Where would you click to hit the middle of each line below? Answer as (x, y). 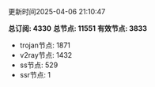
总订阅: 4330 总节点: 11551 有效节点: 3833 (78, 28)
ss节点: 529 (39, 65)
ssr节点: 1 (35, 75)
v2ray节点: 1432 (46, 55)
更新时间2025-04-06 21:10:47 (57, 11)
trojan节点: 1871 (45, 45)
